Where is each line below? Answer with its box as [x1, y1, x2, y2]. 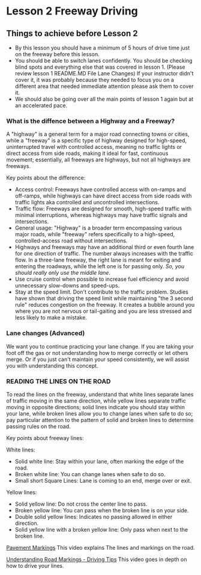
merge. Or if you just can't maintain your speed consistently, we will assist [6, 356, 190, 363]
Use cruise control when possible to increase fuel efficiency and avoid [14, 275, 189, 283]
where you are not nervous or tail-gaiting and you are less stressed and [14, 307, 192, 315]
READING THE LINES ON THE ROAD [6, 377, 111, 385]
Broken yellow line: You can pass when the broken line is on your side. [14, 506, 189, 514]
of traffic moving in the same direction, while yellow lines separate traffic [6, 397, 186, 404]
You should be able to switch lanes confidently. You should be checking [14, 57, 193, 64]
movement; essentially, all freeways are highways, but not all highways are [6, 156, 191, 163]
